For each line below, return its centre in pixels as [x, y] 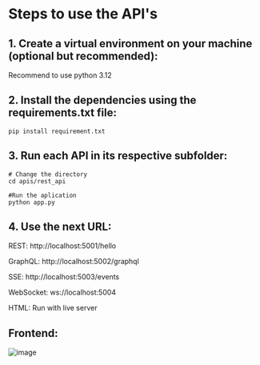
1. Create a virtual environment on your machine [130, 44]
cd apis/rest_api [37, 181]
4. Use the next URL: [60, 227]
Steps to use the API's [83, 14]
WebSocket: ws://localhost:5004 [62, 292]
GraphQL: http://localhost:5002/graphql [74, 262]
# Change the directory [48, 174]
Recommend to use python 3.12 [60, 75]
